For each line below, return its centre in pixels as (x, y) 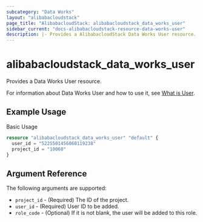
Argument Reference (47, 173)
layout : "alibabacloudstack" (43, 18)
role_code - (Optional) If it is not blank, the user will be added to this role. (106, 213)
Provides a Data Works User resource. (54, 81)
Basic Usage (22, 126)
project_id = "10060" (39, 149)
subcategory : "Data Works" (40, 12)
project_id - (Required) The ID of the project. (72, 200)
